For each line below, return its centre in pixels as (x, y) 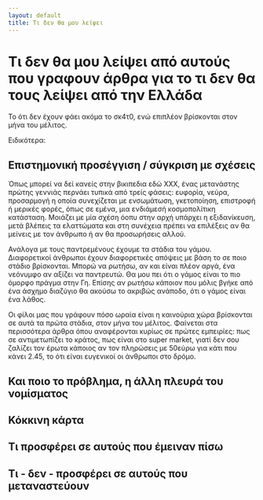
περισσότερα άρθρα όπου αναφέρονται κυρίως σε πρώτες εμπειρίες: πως (129, 332)
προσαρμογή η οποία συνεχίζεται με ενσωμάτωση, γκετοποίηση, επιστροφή (132, 200)
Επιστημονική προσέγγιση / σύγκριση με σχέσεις (132, 165)
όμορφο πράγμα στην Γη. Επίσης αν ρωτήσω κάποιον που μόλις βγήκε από (131, 283)
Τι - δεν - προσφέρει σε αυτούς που (98, 474)
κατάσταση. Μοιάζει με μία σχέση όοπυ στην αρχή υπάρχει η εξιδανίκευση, (132, 218)
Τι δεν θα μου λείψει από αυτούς (119, 62)
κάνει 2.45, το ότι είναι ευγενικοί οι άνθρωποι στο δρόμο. (102, 357)
